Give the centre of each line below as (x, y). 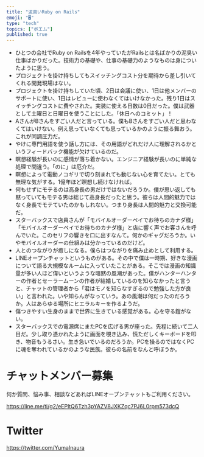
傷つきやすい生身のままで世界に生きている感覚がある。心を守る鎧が (100, 312)
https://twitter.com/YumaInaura (46, 448)
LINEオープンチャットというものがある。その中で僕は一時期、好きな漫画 (106, 258)
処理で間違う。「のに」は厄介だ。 (56, 167)
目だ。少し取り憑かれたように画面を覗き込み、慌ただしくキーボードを (103, 334)
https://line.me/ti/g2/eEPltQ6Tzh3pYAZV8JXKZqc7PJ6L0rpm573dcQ (93, 406)
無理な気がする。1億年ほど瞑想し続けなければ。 (75, 182)
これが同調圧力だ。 (39, 136)
